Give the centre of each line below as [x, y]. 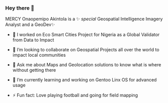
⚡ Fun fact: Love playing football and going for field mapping [75, 95]
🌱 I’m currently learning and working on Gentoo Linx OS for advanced [85, 80]
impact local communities [39, 55]
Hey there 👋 [20, 8]
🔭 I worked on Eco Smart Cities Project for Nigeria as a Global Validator [86, 35]
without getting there [34, 70]
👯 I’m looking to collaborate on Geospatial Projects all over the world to [86, 50]
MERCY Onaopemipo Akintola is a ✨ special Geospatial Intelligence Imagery [84, 19]
